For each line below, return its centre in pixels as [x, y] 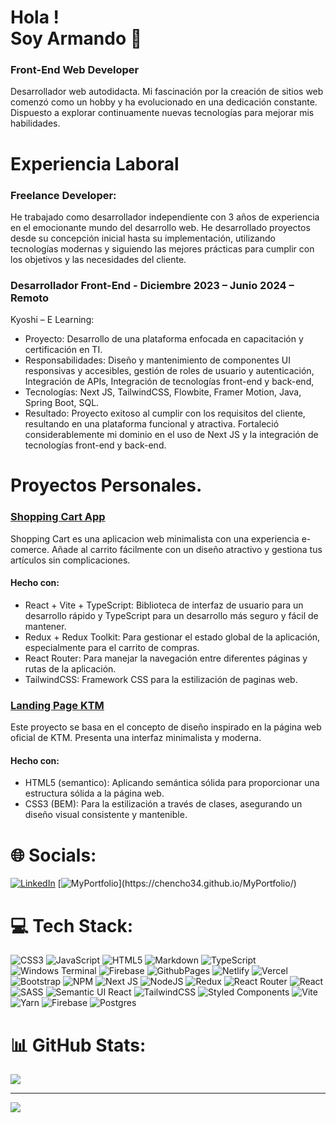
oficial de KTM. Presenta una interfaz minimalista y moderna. [136, 738]
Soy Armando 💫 [76, 38]
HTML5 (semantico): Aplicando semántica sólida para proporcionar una [172, 783]
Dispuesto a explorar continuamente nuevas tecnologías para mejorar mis [162, 113]
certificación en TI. [63, 350]
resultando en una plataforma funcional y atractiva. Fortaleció [152, 424]
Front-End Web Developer [75, 70]
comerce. [30, 549]
